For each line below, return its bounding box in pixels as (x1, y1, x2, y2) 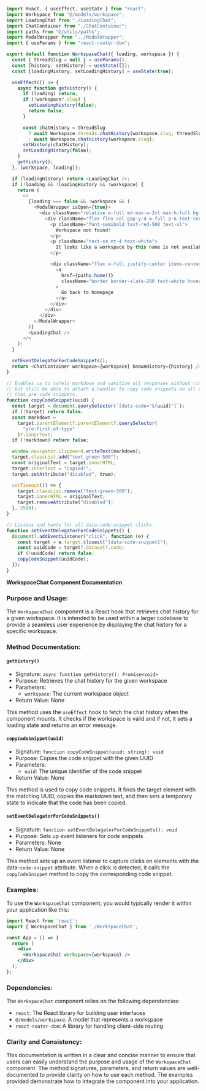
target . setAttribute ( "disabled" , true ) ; (12, 471, 116, 477)
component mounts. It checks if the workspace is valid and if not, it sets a (6, 715, 193, 723)
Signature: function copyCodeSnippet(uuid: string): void (15, 748, 164, 755)
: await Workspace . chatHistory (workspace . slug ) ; (28, 136, 155, 142)
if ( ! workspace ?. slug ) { (22, 96, 86, 103)
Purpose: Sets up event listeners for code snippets (15, 832, 143, 839)
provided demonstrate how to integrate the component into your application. (6, 1077, 199, 1085)
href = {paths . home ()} (61, 272, 114, 279)
